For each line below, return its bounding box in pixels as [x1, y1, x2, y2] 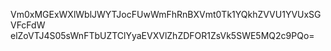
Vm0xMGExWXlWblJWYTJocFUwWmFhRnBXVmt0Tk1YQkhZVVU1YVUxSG [10, 9, 322, 20]
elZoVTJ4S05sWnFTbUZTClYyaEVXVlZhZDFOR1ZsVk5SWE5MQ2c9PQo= [10, 30, 315, 41]
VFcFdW [10, 19, 46, 31]
